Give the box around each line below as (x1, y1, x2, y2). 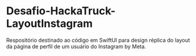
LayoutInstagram (6, 17, 93, 30)
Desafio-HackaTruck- (6, 4, 116, 18)
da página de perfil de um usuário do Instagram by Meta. (6, 43, 146, 50)
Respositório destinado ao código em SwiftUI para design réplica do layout (6, 36, 190, 43)
